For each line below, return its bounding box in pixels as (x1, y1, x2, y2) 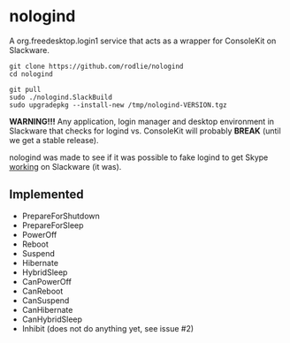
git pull (9, 85, 42, 94)
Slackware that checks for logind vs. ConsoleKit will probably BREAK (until (9, 126, 281, 136)
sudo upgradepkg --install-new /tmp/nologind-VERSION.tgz (9, 100, 227, 110)
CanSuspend (21, 294, 70, 306)
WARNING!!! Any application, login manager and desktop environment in (9, 116, 275, 126)
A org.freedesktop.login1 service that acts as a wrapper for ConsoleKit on (9, 35, 277, 46)
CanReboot (21, 286, 64, 296)
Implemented (9, 187, 84, 202)
